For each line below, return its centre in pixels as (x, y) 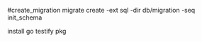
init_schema (25, 17)
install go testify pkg (37, 31)
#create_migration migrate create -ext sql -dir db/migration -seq (101, 10)
